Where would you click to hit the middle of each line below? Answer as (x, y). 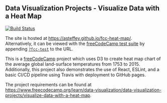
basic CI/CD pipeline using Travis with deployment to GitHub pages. (75, 75)
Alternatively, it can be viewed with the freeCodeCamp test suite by (75, 43)
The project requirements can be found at (49, 84)
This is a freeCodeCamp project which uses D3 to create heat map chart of (83, 59)
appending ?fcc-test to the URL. (39, 49)
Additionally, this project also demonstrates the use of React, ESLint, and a (82, 69)
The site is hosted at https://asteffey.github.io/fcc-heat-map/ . (69, 38)
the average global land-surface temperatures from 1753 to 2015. (73, 64)
